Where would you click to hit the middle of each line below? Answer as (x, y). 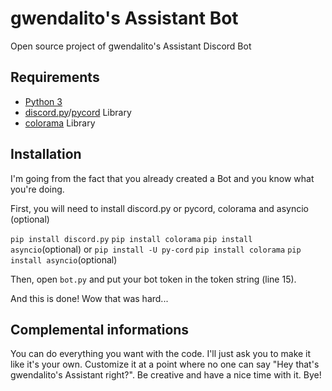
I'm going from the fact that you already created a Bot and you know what (162, 178)
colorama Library (60, 123)
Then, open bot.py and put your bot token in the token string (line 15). (153, 279)
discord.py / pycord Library (78, 112)
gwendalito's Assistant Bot (124, 18)
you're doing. (37, 189)
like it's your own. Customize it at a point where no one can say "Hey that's (165, 364)
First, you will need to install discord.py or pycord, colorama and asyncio (159, 208)
